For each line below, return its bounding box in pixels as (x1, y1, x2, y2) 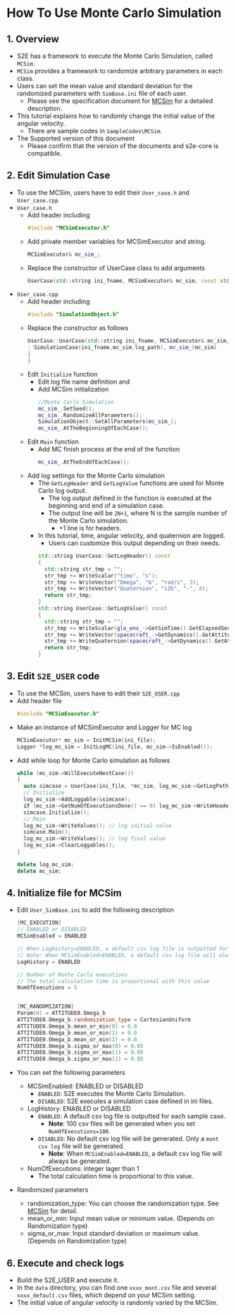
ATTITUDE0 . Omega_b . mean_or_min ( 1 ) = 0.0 (16, 1029, 137, 1036)
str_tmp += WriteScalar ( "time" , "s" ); (44, 572, 159, 579)
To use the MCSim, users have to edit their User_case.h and (16, 188, 190, 197)
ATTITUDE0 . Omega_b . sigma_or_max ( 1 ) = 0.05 (16, 1049, 144, 1056)
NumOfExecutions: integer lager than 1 (27, 1164, 139, 1173)
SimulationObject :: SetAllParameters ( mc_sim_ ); (37, 418, 178, 425)
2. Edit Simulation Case (6, 169, 111, 181)
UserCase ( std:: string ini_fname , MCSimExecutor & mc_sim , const (27, 277, 218, 284)
